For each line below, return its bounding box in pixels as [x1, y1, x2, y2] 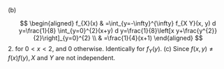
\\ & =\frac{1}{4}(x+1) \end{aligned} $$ [92, 34, 203, 42]
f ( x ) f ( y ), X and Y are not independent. [8, 53, 116, 61]
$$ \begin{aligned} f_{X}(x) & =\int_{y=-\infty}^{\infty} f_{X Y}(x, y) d [20, 19, 216, 27]
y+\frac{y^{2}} [176, 27, 218, 34]
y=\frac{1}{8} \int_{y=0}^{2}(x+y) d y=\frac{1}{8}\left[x [18, 27, 175, 34]
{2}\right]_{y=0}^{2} [33, 34, 91, 42]
